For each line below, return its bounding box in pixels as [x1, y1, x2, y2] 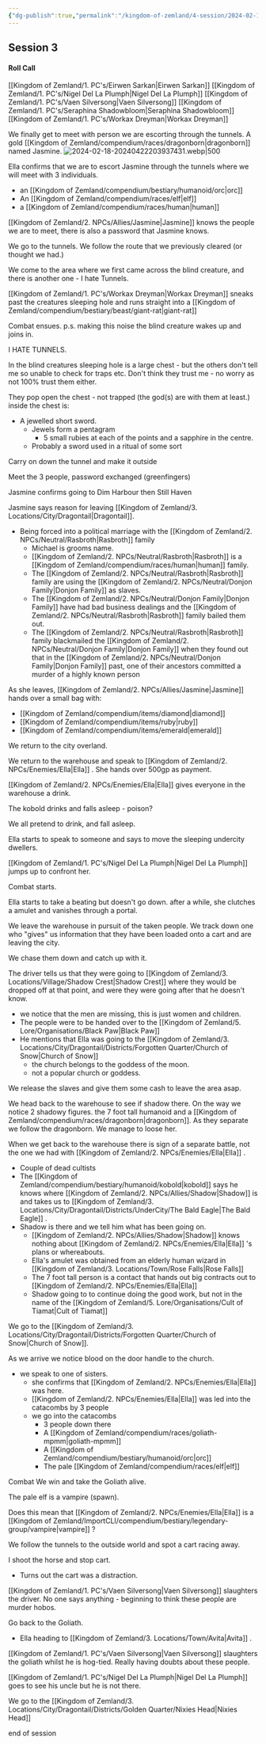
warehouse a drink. [8, 789, 71, 798]
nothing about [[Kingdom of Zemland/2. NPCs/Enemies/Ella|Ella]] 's [31, 1239, 253, 1248]
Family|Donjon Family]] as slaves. [31, 585, 141, 595]
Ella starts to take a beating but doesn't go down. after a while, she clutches [8, 897, 256, 907]
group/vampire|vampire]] [8, 1525, 90, 1534]
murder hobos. [8, 1603, 57, 1613]
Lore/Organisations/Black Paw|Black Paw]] [19, 1026, 160, 1036]
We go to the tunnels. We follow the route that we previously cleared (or [8, 242, 243, 251]
